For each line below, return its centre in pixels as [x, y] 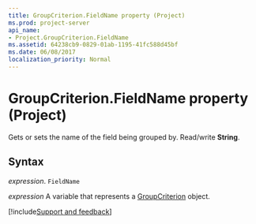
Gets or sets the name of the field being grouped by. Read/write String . [124, 137]
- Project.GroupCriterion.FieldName [68, 37]
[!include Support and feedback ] [60, 211]
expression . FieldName [44, 181]
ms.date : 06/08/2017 [42, 52]
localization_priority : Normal [60, 60]
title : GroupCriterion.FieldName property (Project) [97, 15]
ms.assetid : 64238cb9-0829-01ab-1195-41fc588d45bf [93, 45]
